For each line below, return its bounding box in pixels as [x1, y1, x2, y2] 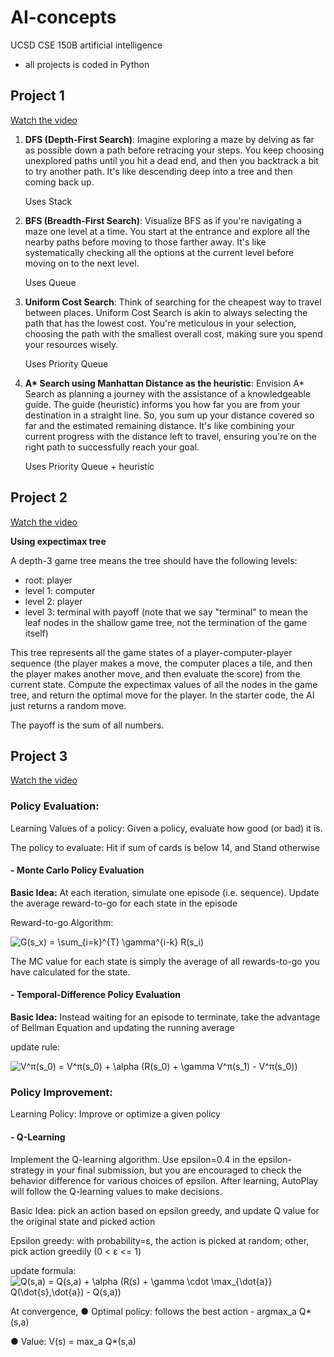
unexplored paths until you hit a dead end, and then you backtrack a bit [24, 154, 319, 166]
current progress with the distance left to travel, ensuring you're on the [24, 430, 317, 442]
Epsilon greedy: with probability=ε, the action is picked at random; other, [10, 1234, 310, 1246]
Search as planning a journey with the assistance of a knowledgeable [24, 387, 312, 400]
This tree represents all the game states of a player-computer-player [10, 646, 293, 658]
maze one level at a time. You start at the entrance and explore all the [24, 225, 311, 237]
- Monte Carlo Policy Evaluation [10, 864, 145, 876]
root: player [24, 574, 73, 586]
